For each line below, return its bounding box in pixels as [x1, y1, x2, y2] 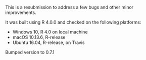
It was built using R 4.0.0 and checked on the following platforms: [5, 19, 141, 25]
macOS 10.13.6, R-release [12, 34, 66, 40]
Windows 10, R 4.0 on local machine [12, 29, 88, 34]
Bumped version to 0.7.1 [5, 49, 55, 55]
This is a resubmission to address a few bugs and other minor [5, 4, 134, 10]
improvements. [5, 9, 36, 15]
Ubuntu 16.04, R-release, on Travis [12, 39, 85, 45]
